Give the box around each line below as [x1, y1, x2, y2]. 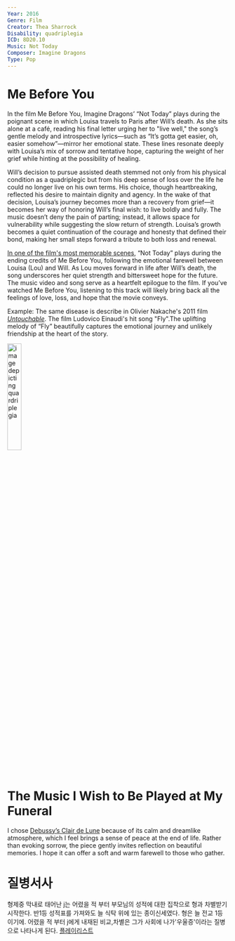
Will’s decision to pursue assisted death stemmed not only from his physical [7, 168, 227, 176]
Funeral [7, 803, 53, 819]
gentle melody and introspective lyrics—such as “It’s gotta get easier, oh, [7, 131, 219, 140]
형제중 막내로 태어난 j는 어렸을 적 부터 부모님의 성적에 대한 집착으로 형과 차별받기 [7, 900, 228, 908]
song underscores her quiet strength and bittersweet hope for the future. [7, 271, 218, 279]
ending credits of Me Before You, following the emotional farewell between [7, 256, 223, 264]
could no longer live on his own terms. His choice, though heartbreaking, [7, 183, 217, 191]
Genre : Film [7, 17, 42, 24]
